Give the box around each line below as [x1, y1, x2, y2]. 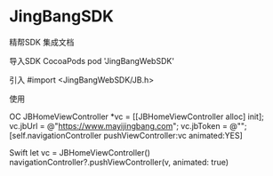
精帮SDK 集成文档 [9, 36, 75, 47]
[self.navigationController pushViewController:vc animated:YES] [9, 130, 243, 140]
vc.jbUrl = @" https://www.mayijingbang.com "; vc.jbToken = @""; [9, 120, 247, 131]
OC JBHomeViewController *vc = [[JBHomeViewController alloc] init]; [9, 111, 264, 122]
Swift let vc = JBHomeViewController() [9, 147, 151, 157]
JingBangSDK [9, 6, 114, 27]
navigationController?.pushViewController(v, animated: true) [9, 156, 229, 167]
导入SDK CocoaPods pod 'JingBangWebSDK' [9, 55, 175, 66]
